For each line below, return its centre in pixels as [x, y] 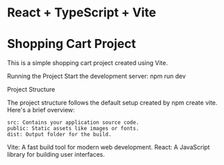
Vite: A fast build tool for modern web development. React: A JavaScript [109, 147]
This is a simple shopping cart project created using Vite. [87, 63]
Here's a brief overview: [41, 110]
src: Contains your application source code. [73, 123]
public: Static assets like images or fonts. [73, 129]
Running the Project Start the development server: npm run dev [97, 76]
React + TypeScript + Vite [82, 13]
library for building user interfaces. [56, 155]
